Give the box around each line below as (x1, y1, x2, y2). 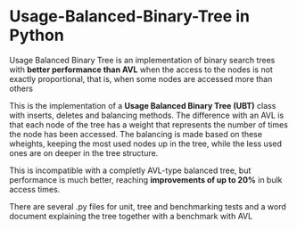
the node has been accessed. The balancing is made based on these (9, 128, 263, 139)
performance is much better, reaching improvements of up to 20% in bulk (9, 174, 283, 185)
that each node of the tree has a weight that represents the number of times (9, 119, 288, 130)
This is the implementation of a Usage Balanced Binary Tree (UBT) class (9, 100, 276, 111)
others (9, 83, 34, 94)
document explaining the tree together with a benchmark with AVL (9, 210, 253, 221)
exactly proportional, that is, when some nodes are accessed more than (9, 73, 273, 84)
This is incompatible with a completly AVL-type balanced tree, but (9, 165, 252, 176)
